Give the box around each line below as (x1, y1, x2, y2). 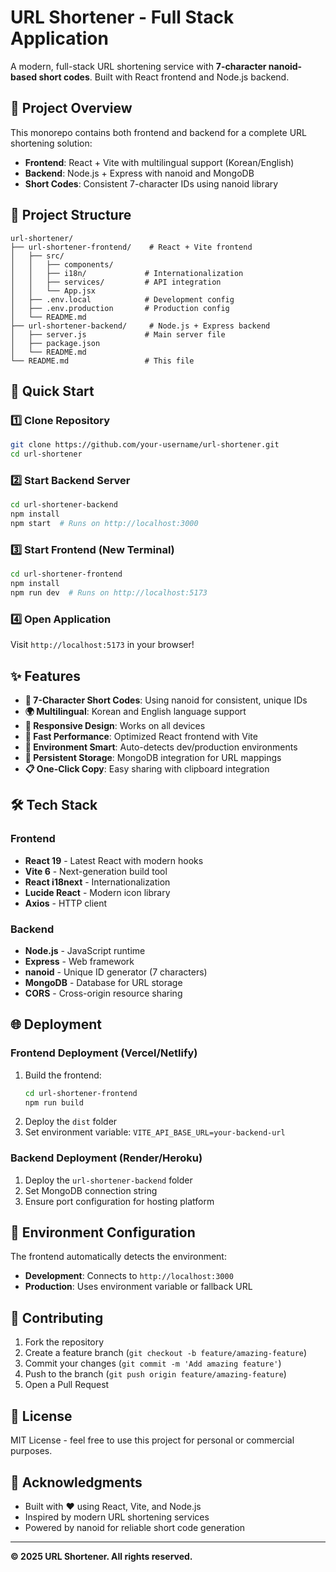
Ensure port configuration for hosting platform (24, 1195, 215, 1207)
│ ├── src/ (10, 251, 65, 261)
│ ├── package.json (10, 338, 101, 348)
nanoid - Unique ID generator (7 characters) (24, 966, 208, 978)
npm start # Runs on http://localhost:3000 (10, 519, 199, 529)
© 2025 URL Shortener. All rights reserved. (10, 1550, 193, 1562)
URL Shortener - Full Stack (10, 6, 235, 29)
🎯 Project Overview (10, 100, 133, 117)
